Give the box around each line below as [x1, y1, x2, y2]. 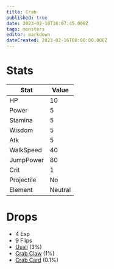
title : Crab [6, 9, 37, 15]
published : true [6, 15, 48, 21]
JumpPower [9, 155, 44, 164]
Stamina [9, 116, 33, 124]
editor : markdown [6, 32, 51, 38]
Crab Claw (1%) [15, 249, 55, 257]
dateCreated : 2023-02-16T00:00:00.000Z [6, 37, 108, 43]
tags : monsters [6, 26, 45, 32]
